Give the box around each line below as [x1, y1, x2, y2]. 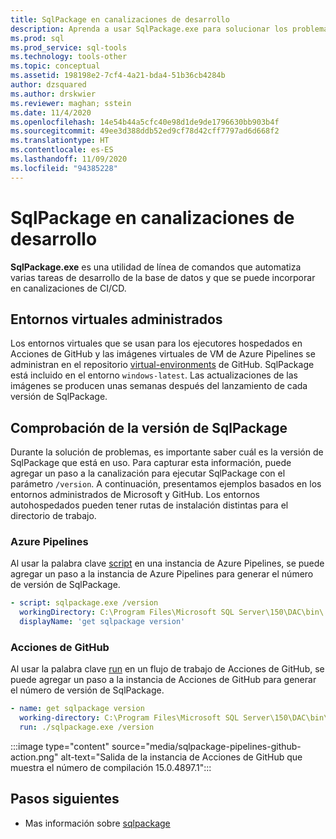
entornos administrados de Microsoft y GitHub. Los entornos [10, 489, 260, 501]
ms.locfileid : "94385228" [10, 163, 118, 173]
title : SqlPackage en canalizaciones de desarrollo [10, 14, 230, 25]
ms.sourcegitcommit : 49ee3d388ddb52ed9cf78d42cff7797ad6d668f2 [10, 126, 280, 136]
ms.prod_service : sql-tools [10, 42, 128, 53]
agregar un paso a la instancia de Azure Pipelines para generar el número [10, 568, 314, 580]
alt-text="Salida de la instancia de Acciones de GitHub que [60, 751, 303, 763]
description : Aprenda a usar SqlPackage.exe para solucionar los [10, 24, 288, 34]
